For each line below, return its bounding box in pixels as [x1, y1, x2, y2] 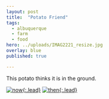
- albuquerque [11, 25, 47, 32]
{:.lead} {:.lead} [22, 86, 78, 93]
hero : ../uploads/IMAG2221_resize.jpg [6, 42, 103, 48]
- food [11, 36, 28, 42]
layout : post [6, 8, 39, 15]
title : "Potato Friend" [6, 14, 68, 20]
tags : [6, 20, 20, 26]
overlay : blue [6, 48, 42, 54]
